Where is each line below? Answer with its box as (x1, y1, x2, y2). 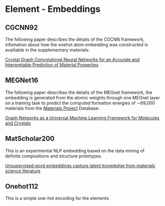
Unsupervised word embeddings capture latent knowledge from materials (5, 162, 156, 168)
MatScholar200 (5, 135, 55, 143)
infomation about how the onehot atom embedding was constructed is (5, 42, 148, 48)
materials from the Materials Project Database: (5, 105, 100, 111)
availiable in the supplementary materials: (5, 47, 90, 53)
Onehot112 (5, 182, 39, 191)
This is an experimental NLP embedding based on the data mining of (5, 147, 145, 153)
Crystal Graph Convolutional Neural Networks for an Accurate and (5, 57, 140, 63)
